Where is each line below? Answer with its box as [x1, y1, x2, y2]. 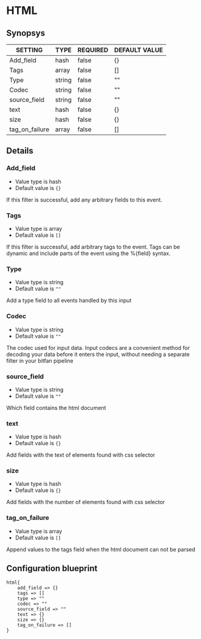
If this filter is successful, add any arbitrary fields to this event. [6, 196, 163, 203]
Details [6, 146, 33, 156]
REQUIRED [77, 46, 109, 54]
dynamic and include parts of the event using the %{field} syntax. [6, 250, 171, 257]
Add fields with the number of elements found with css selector [6, 499, 165, 506]
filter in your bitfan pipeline [6, 357, 74, 364]
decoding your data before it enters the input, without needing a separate [6, 350, 190, 358]
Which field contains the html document [6, 404, 106, 411]
